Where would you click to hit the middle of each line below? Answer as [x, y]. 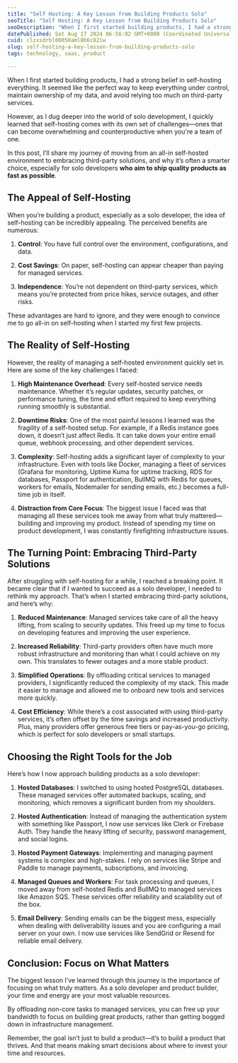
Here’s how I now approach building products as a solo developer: [104, 774]
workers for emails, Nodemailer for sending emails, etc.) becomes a [117, 487]
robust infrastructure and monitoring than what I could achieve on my [119, 654]
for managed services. [50, 273]
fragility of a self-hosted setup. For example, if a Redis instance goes [118, 428]
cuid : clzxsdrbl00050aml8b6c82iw [57, 41]
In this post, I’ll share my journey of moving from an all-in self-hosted [108, 153]
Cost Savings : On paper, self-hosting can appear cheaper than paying [120, 265]
